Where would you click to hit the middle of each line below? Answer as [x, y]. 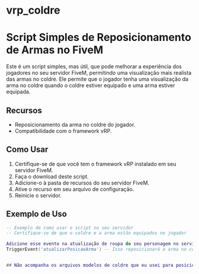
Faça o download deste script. [52, 176]
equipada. [18, 92]
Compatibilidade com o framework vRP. [63, 130]
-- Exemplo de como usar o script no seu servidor [70, 228]
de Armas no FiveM [55, 50]
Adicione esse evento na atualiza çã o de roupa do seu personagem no [92, 244]
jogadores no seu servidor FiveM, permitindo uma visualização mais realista [99, 73]
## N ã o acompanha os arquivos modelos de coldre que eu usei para [90, 265]
